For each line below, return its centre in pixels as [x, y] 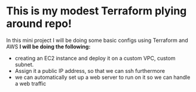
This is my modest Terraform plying [97, 11]
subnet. [24, 65]
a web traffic [30, 83]
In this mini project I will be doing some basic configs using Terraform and [97, 40]
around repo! [39, 24]
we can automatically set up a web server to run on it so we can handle [102, 77]
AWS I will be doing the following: [48, 47]
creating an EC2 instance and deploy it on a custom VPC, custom [95, 58]
